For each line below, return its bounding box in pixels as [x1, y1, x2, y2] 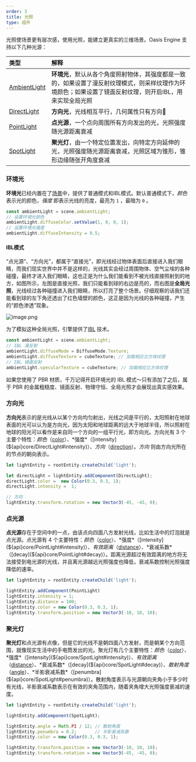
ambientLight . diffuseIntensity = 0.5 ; [6, 230, 100, 236]
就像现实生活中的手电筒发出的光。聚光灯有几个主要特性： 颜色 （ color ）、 [16, 646, 190, 654]
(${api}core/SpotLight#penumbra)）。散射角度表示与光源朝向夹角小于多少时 [6, 675, 188, 683]
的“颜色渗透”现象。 [6, 302, 52, 309]
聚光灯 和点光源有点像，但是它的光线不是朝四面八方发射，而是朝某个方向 [6, 639, 180, 646]
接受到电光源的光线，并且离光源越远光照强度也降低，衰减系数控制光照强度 [10, 558, 190, 566]
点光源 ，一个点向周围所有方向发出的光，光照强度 [51, 118, 186, 127]
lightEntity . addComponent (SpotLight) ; [6, 713, 100, 719]
